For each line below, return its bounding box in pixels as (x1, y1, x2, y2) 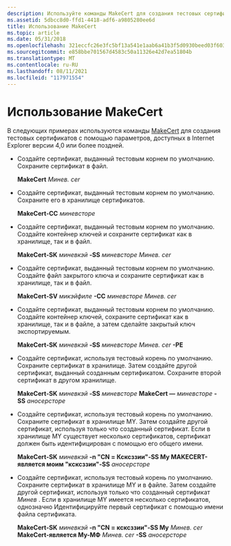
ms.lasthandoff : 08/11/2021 (7, 68, 88, 74)
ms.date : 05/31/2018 (7, 36, 67, 43)
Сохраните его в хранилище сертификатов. (16, 196, 145, 204)
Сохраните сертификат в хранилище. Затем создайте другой (16, 361, 197, 370)
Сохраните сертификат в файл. (16, 162, 109, 170)
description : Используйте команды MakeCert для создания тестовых (7, 10, 201, 17)
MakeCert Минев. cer (16, 175, 80, 183)
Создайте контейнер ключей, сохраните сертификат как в (16, 313, 189, 321)
